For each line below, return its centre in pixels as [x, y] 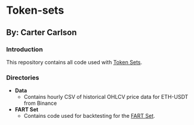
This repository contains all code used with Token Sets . [74, 62]
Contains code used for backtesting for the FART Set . [89, 116]
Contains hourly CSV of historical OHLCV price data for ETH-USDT [106, 97]
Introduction [24, 49]
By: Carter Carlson [41, 32]
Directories [23, 77]
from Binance [40, 103]
